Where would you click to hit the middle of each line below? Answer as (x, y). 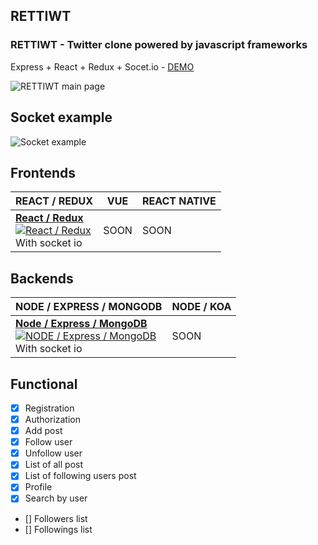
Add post (43, 431)
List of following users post (80, 476)
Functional (44, 384)
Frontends (43, 172)
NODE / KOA (201, 307)
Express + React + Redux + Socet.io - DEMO (102, 66)
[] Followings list (58, 529)
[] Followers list (56, 518)
